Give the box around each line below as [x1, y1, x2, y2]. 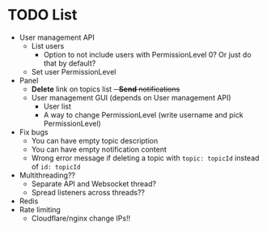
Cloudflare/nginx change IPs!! [31, 213, 131, 223]
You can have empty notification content [31, 144, 167, 154]
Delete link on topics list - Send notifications [31, 83, 180, 94]
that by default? [43, 58, 96, 68]
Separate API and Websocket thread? [31, 178, 157, 188]
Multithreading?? [19, 170, 76, 180]
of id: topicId [31, 161, 81, 171]
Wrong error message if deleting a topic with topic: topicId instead [31, 152, 260, 163]
